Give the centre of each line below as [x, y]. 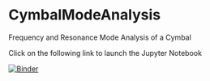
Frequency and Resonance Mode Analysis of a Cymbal [100, 37]
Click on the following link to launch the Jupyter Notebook [105, 53]
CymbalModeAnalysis [84, 15]
